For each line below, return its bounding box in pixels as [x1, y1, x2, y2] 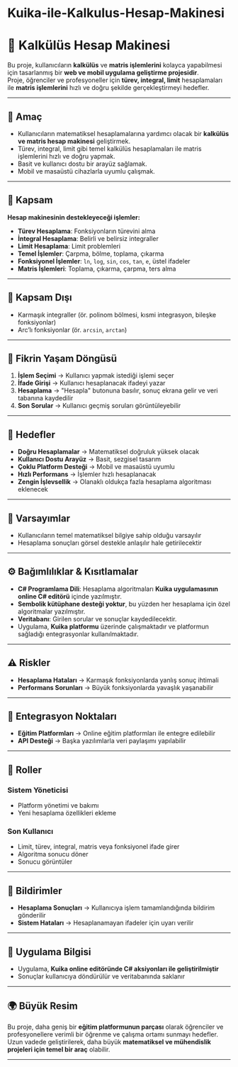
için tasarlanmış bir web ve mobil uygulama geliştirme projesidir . [7, 69, 200, 77]
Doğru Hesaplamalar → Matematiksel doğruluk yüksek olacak [17, 448, 200, 456]
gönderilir [17, 911, 46, 920]
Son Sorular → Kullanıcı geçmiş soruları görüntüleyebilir [17, 402, 181, 410]
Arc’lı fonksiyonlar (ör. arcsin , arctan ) [17, 325, 127, 334]
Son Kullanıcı [7, 827, 54, 837]
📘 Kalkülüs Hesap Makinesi [7, 38, 171, 54]
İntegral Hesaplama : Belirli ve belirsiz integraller [17, 234, 159, 242]
